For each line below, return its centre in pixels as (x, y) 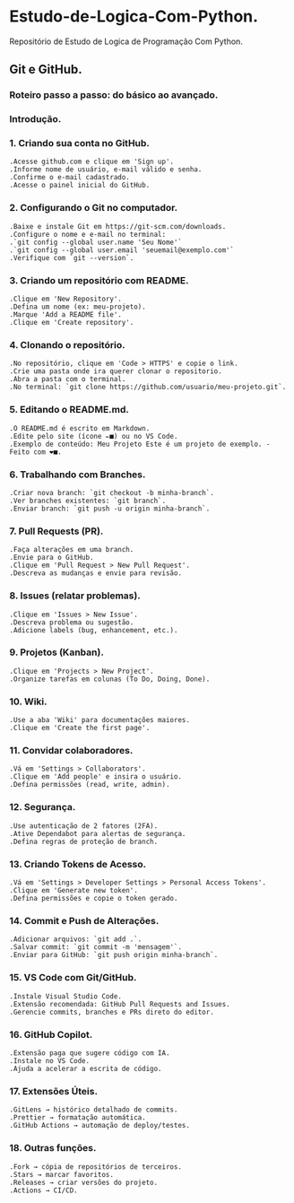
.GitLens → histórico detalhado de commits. (94, 1110)
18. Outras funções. (53, 1148)
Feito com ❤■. (36, 452)
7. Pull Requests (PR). (56, 531)
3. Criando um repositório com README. (99, 280)
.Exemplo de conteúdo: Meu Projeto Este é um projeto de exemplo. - (140, 444)
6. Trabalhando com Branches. (78, 475)
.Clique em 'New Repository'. (66, 299)
